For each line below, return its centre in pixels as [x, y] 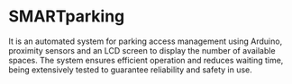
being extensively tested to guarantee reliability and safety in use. [131, 70]
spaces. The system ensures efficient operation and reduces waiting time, [146, 60]
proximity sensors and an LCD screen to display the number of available [142, 50]
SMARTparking [67, 17]
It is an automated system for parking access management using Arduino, [146, 41]
